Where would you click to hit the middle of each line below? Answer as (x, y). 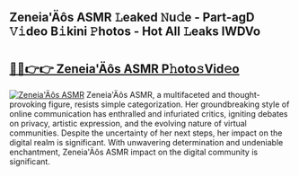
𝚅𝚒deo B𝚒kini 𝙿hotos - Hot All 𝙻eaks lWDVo (135, 32)
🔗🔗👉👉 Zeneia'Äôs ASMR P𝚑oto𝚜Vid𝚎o (124, 69)
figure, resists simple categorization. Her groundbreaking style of (169, 104)
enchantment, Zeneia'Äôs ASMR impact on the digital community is (134, 152)
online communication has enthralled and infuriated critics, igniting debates (149, 114)
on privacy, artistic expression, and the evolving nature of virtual (128, 123)
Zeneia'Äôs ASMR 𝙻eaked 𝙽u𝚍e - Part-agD (132, 18)
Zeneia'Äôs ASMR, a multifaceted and (156, 95)
